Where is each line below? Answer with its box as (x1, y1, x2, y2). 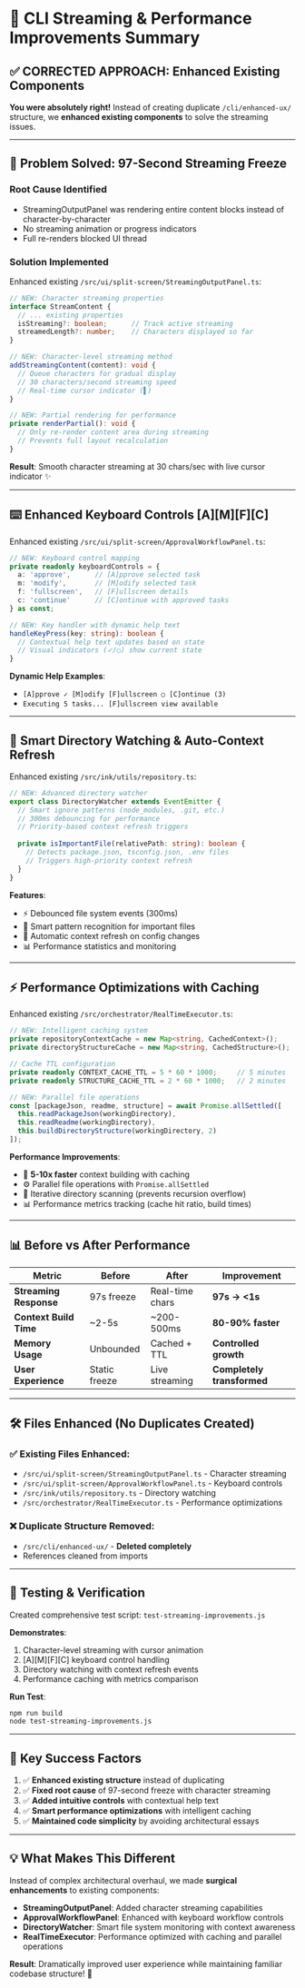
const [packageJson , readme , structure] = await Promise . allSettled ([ (9, 1101, 282, 1111)
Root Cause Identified (9, 183, 107, 196)
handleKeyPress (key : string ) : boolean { (9, 628, 165, 638)
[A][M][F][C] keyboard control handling (22, 1654, 170, 1665)
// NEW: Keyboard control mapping (9, 553, 141, 562)
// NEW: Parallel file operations (9, 1093, 141, 1102)
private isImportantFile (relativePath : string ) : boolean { (17, 839, 246, 848)
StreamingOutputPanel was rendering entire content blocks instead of (22, 203, 284, 214)
